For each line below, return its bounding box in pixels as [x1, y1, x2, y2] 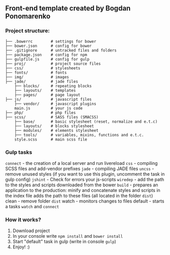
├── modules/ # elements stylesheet [14, 128, 99, 133]
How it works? [5, 216, 42, 223]
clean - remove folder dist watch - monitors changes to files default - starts [5, 198, 164, 204]
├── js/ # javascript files [5, 97, 92, 102]
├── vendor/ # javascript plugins [14, 101, 96, 106]
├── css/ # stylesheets [5, 66, 81, 71]
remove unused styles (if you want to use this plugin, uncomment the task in [5, 171, 165, 177]
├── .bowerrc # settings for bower [5, 39, 96, 44]
